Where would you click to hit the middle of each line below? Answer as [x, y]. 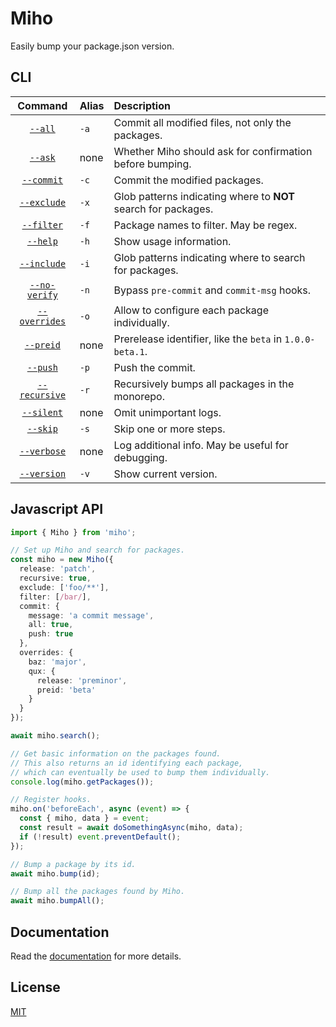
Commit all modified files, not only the [202, 122]
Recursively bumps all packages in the [204, 384]
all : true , [51, 625]
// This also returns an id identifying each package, [127, 763]
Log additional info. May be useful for [201, 445]
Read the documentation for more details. [96, 956]
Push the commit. [154, 367]
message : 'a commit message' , [91, 615]
